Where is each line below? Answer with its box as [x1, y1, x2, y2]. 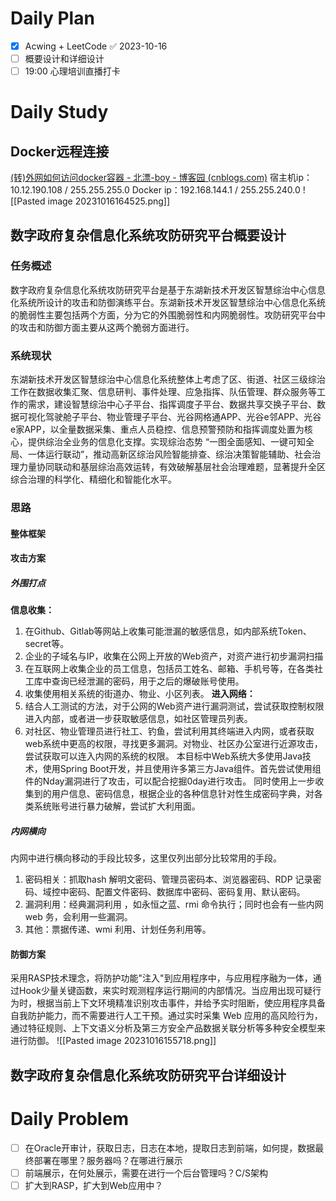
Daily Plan [10, 7, 95, 30]
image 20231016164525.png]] [47, 195, 171, 207]
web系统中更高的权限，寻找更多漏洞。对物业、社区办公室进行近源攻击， [24, 738, 323, 750]
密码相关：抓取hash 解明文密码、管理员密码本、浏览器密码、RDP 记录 [24, 873, 313, 886]
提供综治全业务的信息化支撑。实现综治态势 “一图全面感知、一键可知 [27, 436, 307, 448]
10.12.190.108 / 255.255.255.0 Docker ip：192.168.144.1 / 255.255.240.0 [10, 184, 301, 196]
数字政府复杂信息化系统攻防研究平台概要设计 [10, 227, 287, 244]
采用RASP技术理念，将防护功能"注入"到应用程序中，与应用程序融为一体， [10, 972, 313, 984]
